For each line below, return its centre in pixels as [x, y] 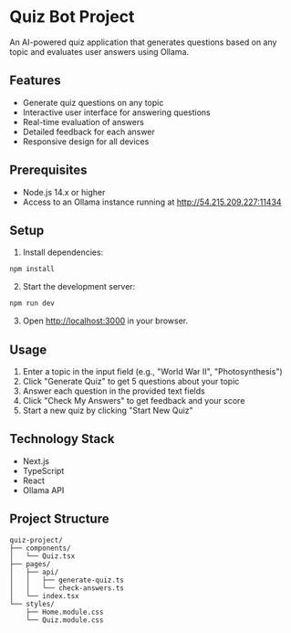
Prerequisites [48, 170]
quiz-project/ [36, 540]
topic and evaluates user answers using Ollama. [99, 51]
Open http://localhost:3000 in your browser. [105, 321]
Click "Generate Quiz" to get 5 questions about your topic [131, 381]
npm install [32, 269]
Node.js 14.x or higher [64, 192]
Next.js [36, 461]
